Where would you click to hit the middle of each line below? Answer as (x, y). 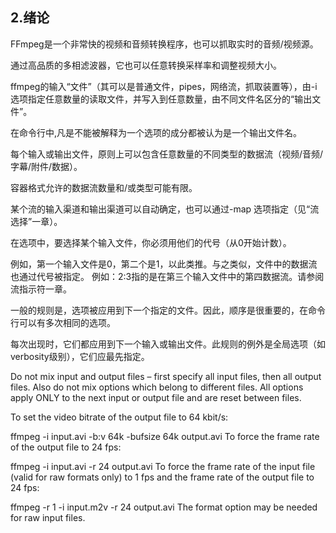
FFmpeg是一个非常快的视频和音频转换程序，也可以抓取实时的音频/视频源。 (164, 44)
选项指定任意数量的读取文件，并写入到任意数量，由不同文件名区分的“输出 (161, 99)
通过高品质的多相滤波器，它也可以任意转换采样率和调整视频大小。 (146, 65)
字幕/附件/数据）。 (46, 166)
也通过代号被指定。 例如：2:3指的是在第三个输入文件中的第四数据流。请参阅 (167, 276)
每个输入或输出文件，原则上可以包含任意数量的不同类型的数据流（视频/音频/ (167, 154)
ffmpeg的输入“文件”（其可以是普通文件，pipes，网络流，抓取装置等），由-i (164, 86)
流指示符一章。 (41, 289)
